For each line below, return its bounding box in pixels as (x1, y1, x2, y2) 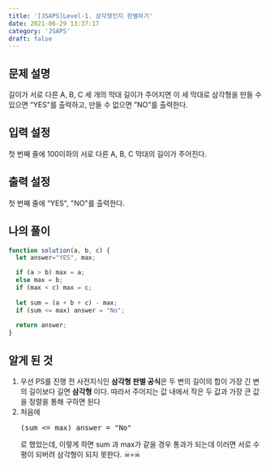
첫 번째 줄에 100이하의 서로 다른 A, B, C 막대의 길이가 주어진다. (8, 149, 208, 158)
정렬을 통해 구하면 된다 (28, 396, 101, 406)
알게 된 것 (8, 353, 54, 367)
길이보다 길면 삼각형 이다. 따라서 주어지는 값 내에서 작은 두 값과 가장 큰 (28, 387, 251, 396)
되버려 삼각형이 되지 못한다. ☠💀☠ (35, 449, 141, 459)
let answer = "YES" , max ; (15, 253, 96, 262)
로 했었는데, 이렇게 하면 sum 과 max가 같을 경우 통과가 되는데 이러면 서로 (19, 439, 251, 449)
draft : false (8, 34, 53, 43)
